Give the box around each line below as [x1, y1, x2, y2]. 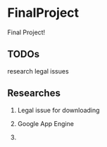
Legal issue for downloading [17, 106, 100, 114]
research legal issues [7, 66, 69, 75]
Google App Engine [17, 119, 74, 127]
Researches [7, 87, 61, 99]
